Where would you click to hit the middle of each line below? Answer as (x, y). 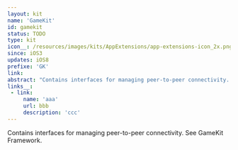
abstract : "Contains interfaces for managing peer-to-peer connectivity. (119, 80)
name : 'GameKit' (31, 21)
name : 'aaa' (41, 100)
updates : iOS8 (28, 60)
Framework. (25, 140)
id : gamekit (25, 27)
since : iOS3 (25, 54)
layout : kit (25, 14)
